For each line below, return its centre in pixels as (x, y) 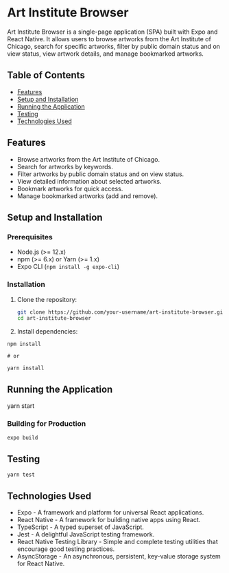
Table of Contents (46, 75)
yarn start (21, 406)
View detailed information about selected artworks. (89, 181)
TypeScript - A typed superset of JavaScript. (80, 527)
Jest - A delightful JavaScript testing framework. (86, 534)
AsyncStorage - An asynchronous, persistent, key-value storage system (119, 556)
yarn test (21, 475)
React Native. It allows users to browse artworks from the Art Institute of (109, 39)
